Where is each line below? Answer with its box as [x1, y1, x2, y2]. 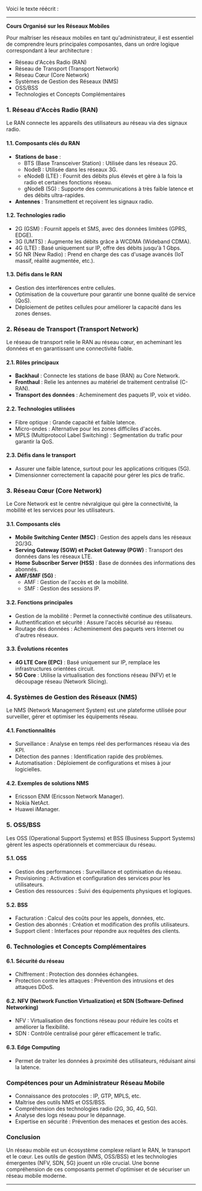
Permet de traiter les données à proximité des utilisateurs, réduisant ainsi [14, 1057, 196, 1064]
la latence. [14, 1063, 41, 1070]
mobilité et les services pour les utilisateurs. [6, 506, 115, 514]
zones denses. [14, 310, 52, 317]
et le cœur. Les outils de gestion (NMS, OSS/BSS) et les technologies [6, 1153, 177, 1160]
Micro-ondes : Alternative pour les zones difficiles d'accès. [14, 425, 162, 432]
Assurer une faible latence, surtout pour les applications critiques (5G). [14, 465, 191, 472]
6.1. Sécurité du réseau [6, 957, 65, 964]
